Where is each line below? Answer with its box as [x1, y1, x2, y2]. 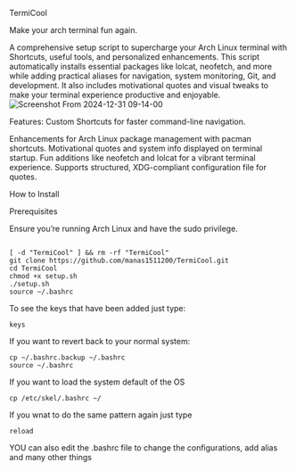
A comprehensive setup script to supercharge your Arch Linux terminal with [9, 42, 288, 53]
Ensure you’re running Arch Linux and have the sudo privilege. [9, 223, 238, 234]
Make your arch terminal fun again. [9, 25, 138, 35]
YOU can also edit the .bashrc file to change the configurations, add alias [9, 442, 278, 453]
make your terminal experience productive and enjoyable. [9, 89, 221, 100]
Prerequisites [9, 206, 58, 217]
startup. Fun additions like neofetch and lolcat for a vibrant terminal [9, 153, 256, 163]
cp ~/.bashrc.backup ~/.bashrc [9, 353, 126, 362]
